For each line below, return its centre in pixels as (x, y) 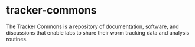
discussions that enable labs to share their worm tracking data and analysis (98, 32)
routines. (17, 39)
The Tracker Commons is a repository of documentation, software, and (92, 26)
